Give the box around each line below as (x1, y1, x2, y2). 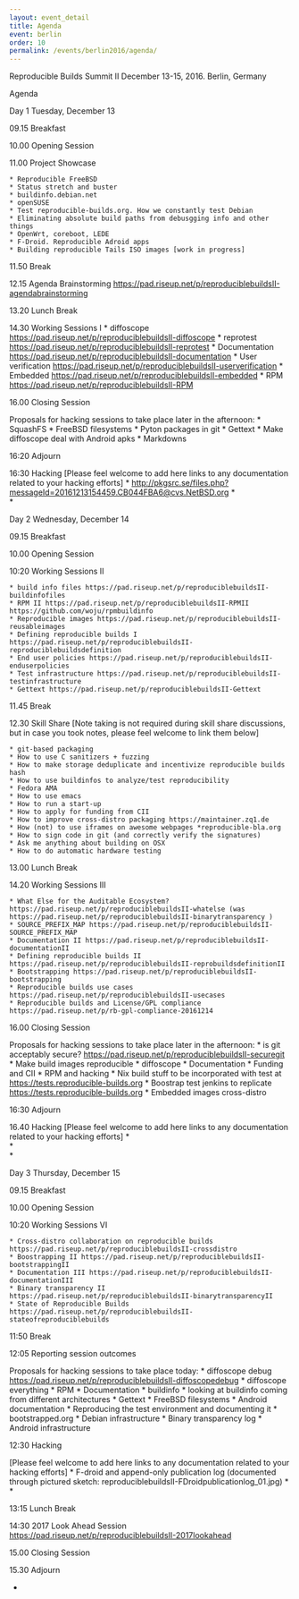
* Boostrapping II (9, 1253, 78, 1262)
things (9, 222, 34, 231)
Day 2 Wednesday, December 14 (9, 514, 129, 524)
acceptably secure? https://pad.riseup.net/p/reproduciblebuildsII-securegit (9, 1049, 286, 1060)
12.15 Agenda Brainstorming (9, 278, 112, 289)
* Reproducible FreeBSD (9, 175, 98, 184)
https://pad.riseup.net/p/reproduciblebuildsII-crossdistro (9, 1245, 238, 1254)
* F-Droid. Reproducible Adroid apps (9, 238, 150, 247)
